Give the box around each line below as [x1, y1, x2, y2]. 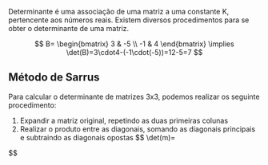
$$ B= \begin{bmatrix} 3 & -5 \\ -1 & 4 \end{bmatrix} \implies [34, 39, 234, 49]
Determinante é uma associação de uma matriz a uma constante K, [8, 7, 230, 16]
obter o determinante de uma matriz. [8, 24, 130, 33]
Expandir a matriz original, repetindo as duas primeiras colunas [19, 116, 229, 125]
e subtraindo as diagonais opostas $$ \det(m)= [19, 132, 176, 142]
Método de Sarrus [8, 71, 100, 84]
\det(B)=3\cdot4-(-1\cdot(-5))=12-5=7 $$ [66, 48, 203, 57]
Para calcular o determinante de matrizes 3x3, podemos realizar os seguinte [8, 92, 260, 101]
